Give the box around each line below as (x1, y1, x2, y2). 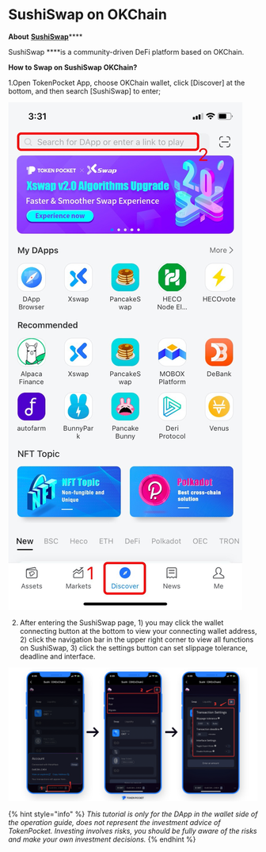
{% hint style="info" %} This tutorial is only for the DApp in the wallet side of (8, 809, 258, 819)
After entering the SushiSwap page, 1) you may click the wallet (19, 617, 224, 627)
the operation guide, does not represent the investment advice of (8, 817, 221, 827)
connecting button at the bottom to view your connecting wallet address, (19, 626, 257, 635)
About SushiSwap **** (8, 32, 83, 41)
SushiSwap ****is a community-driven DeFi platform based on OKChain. (8, 47, 245, 56)
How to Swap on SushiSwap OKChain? (8, 62, 138, 72)
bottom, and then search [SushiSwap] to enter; (8, 86, 161, 96)
